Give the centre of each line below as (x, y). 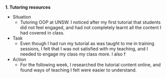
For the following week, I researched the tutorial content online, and (90, 65)
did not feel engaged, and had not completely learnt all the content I (91, 27)
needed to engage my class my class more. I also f (73, 54)
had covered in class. (42, 33)
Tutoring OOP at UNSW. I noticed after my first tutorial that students (90, 22)
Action (19, 59)
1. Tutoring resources (28, 7)
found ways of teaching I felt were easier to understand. (78, 70)
